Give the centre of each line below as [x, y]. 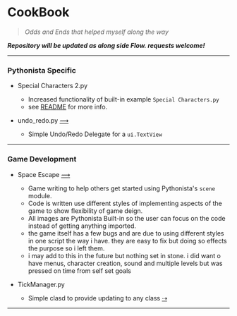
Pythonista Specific [42, 70]
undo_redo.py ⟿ [43, 121]
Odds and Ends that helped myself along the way [97, 32]
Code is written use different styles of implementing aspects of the [125, 203]
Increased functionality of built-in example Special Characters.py [124, 99]
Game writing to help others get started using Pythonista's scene [122, 188]
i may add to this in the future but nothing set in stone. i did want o [124, 255]
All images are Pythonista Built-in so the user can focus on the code [127, 218]
